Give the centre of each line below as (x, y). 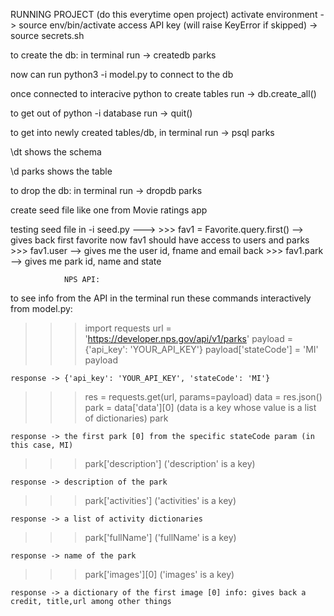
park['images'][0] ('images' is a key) (159, 574)
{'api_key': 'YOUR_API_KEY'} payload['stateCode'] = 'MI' (201, 349)
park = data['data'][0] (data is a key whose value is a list (200, 407)
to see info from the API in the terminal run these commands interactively (161, 298)
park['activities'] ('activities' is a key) (160, 500)
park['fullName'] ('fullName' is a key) (160, 537)
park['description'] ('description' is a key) (170, 463)
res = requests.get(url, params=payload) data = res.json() (203, 397)
